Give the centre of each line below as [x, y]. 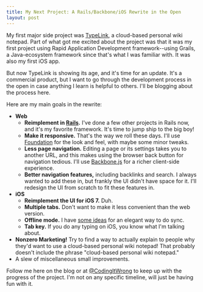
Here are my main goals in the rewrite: [54, 104]
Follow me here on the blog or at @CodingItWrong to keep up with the [94, 271]
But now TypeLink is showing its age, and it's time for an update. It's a [94, 73]
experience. [39, 168]
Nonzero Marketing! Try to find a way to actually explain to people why [105, 239]
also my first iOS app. [33, 61]
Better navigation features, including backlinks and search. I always [110, 174]
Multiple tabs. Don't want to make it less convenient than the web [107, 207]
